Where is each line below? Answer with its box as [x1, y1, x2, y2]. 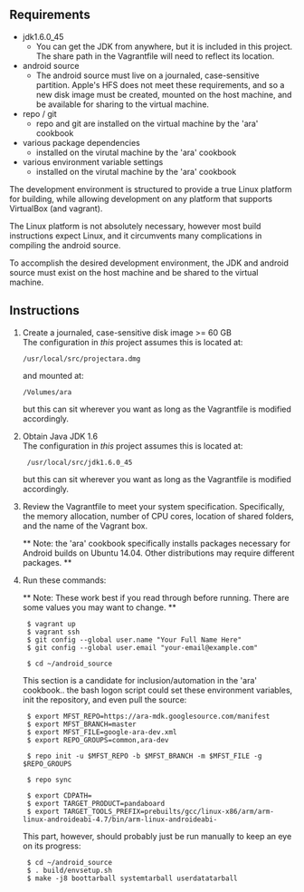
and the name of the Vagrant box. [22, 520, 148, 531]
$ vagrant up [26, 619, 76, 628]
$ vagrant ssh [26, 627, 81, 636]
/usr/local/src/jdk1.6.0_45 [26, 458, 133, 467]
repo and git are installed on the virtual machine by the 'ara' [35, 118, 259, 129]
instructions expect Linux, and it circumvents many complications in [9, 230, 262, 241]
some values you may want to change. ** [22, 602, 176, 613]
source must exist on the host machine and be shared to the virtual [9, 267, 259, 277]
